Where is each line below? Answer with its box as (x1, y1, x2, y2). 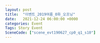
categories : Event (5, 21, 43, 26)
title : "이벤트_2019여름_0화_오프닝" (5, 12, 75, 17)
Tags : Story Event (5, 26, 43, 31)
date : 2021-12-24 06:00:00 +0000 (5, 16, 78, 21)
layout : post (5, 7, 32, 12)
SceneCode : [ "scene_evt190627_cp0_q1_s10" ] (5, 30, 96, 35)
